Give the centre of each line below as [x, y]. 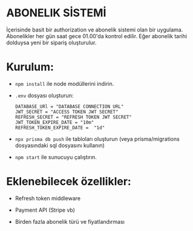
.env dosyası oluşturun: [44, 95]
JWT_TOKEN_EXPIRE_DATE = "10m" [54, 122]
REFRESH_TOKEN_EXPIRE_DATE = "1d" [60, 128]
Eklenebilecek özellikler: [69, 182]
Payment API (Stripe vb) [45, 210]
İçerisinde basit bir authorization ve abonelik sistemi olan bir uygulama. [95, 30]
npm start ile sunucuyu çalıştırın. [56, 157]
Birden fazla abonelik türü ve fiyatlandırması [70, 221]
